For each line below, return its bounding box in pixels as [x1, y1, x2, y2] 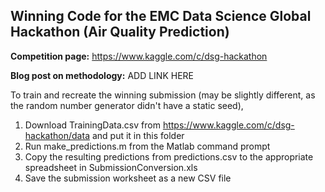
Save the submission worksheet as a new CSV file [24, 172, 232, 184]
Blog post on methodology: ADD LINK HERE [10, 69, 194, 81]
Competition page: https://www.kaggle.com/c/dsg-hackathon [10, 50, 268, 62]
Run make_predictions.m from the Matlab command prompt [24, 140, 271, 152]
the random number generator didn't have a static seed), [10, 99, 244, 111]
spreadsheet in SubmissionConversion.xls [24, 161, 198, 173]
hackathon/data [24, 129, 90, 141]
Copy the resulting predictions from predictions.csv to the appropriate [24, 150, 314, 163]
